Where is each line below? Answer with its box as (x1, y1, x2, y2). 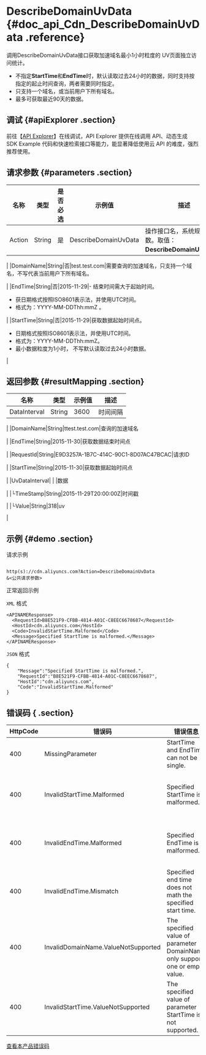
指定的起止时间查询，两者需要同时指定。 (15, 80, 118, 87)
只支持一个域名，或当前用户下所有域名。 (15, 87, 118, 95)
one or (166, 962, 186, 970)
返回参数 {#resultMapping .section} (6, 376, 145, 387)
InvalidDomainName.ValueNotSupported (44, 943, 161, 951)
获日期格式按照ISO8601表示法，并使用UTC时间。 (15, 296, 140, 303)
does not (166, 883, 193, 891)
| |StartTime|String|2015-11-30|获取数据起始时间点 (6, 464, 133, 471)
